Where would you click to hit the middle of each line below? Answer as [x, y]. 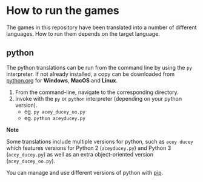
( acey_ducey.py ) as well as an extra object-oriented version [80, 154]
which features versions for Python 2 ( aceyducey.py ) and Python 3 [89, 148]
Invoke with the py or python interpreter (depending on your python [98, 98]
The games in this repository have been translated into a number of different [101, 27]
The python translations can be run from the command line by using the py [99, 67]
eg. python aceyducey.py [55, 118]
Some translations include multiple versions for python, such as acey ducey [100, 141]
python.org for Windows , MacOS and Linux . [62, 80]
